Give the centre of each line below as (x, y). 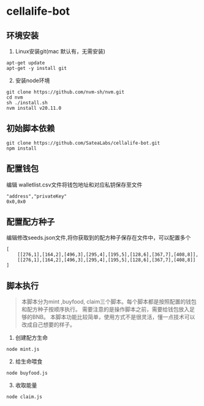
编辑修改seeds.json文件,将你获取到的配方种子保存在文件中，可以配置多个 (99, 238)
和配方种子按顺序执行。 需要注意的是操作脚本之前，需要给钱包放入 (105, 309)
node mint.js (23, 350)
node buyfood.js (27, 373)
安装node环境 (32, 80)
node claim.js (25, 397)
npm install (21, 148)
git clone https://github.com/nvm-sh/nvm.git (65, 92)
